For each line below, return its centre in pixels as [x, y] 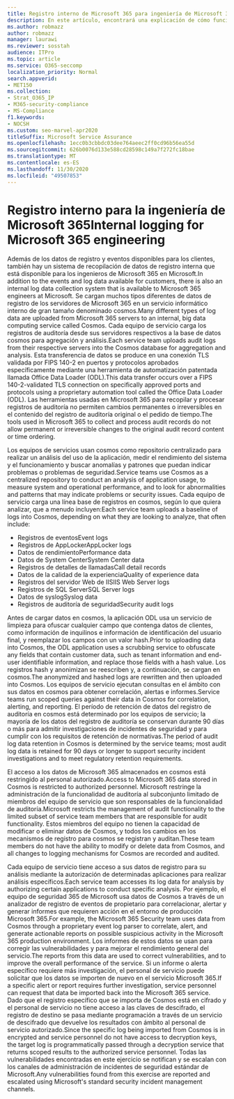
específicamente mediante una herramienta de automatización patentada [112, 370]
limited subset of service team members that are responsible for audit [107, 817]
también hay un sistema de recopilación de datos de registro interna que [111, 266]
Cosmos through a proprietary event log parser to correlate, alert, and [107, 926]
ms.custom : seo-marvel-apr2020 [53, 130]
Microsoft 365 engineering [86, 239]
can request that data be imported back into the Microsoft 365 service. [109, 993]
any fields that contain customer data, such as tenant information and [107, 655]
